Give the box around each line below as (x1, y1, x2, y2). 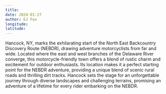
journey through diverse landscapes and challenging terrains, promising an (5, 78, 161, 84)
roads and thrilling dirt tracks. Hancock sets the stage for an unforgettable (5, 72, 159, 78)
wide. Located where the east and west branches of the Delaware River (5, 51, 154, 57)
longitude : (5, 21, 28, 27)
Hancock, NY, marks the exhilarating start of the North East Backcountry (5, 40, 156, 46)
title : (5, 7, 19, 13)
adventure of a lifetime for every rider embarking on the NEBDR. (5, 83, 139, 89)
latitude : (5, 26, 26, 31)
